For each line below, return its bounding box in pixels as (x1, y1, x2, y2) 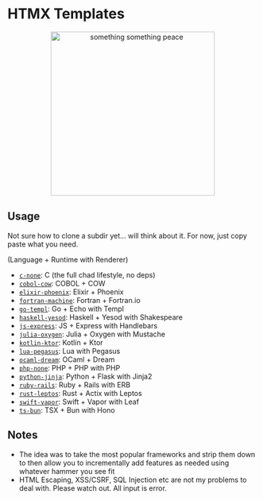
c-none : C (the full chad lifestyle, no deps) (18, 270, 156, 279)
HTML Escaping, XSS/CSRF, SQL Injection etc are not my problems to (18, 475, 247, 484)
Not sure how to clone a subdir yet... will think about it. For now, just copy (7, 231, 248, 240)
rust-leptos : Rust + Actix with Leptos (18, 388, 142, 398)
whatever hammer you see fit (18, 466, 115, 476)
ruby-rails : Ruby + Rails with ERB (18, 379, 131, 390)
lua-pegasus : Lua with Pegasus (18, 346, 121, 355)
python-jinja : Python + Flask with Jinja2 (18, 371, 153, 381)
